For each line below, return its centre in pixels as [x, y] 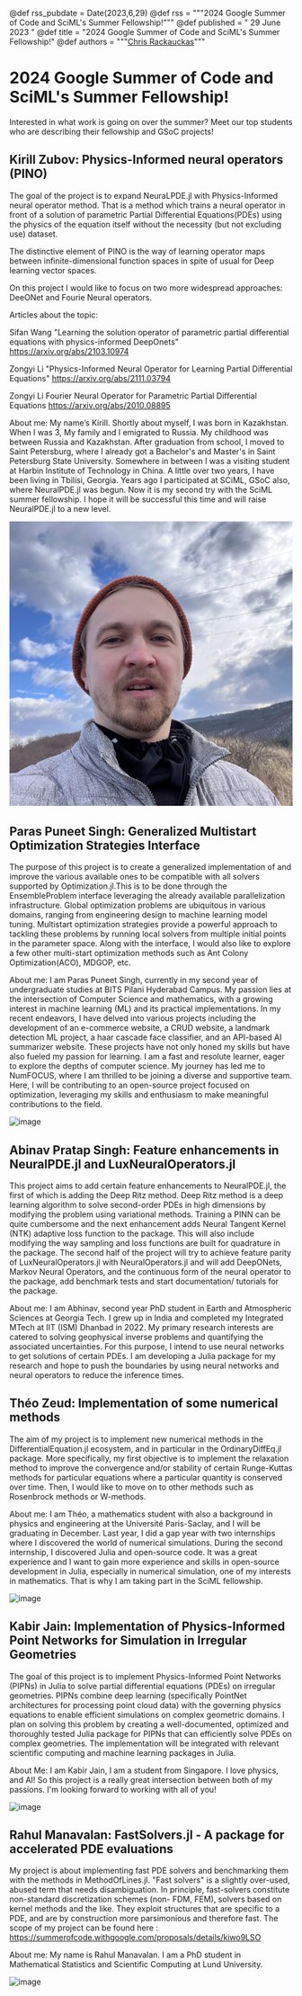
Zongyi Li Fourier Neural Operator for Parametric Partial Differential [133, 396]
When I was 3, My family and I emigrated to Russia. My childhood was [139, 432]
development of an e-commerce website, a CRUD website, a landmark [140, 1028]
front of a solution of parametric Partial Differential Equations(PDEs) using [146, 214]
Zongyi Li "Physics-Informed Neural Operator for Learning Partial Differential [151, 369]
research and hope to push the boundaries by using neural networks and [144, 1365]
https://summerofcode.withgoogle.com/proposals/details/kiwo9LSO [135, 1938]
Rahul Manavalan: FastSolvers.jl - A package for [147, 1835]
